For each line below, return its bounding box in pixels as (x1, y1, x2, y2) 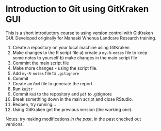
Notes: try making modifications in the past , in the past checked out (5, 116, 141, 122)
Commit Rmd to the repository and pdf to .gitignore (12, 91, 112, 97)
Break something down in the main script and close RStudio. (12, 96, 133, 102)
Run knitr (12, 86, 33, 92)
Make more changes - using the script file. (12, 65, 97, 71)
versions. (5, 121, 24, 127)
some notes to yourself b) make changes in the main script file (12, 55, 138, 60)
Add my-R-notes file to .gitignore (12, 70, 80, 76)
